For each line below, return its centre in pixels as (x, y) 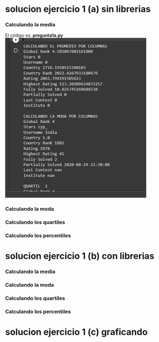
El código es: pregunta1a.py (34, 35)
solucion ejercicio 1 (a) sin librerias (78, 9)
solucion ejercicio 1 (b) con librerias (80, 256)
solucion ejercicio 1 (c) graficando (77, 332)
